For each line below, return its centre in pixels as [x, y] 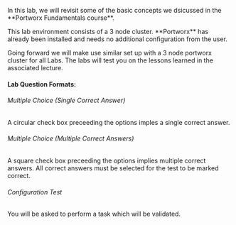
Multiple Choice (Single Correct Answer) [66, 100]
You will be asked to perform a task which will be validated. [94, 214]
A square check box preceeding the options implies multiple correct [107, 160]
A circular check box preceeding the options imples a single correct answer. [119, 122]
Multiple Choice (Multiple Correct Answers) [71, 138]
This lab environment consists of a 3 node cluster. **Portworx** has [108, 32]
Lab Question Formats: [42, 84]
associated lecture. [36, 68]
